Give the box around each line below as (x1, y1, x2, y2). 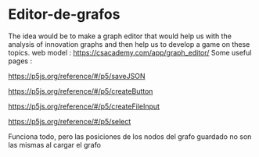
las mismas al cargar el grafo (8, 140, 102, 149)
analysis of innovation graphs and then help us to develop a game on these (8, 39, 250, 48)
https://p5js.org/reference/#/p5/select (8, 116, 131, 126)
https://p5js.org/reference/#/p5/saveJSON (8, 71, 146, 80)
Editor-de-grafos (8, 5, 121, 23)
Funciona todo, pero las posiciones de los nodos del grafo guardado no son (8, 131, 252, 141)
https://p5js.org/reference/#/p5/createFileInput (8, 102, 160, 111)
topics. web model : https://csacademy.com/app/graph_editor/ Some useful (8, 48, 252, 57)
